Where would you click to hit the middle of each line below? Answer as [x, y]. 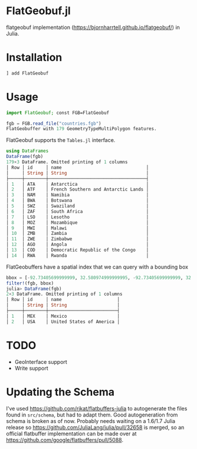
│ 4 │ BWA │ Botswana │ [78, 201]
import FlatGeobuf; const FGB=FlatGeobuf [58, 113]
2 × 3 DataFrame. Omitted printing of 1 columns [64, 294]
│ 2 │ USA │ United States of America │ [63, 322]
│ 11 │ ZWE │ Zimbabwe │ [78, 239]
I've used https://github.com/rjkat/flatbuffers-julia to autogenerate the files [97, 408]
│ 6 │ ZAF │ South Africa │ [78, 211]
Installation [34, 58]
